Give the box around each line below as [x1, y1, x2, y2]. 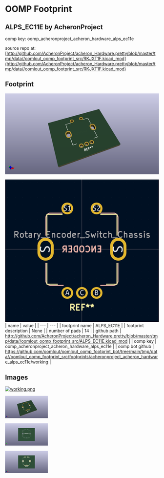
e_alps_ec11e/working [5, 359, 49, 365]
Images [5, 373, 28, 381]
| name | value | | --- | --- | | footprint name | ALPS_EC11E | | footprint [5, 323, 144, 329]
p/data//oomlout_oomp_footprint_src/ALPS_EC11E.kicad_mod [5, 338, 128, 344]
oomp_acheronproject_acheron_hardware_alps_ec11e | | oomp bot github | [5, 343, 154, 350]
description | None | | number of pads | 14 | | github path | [5, 328, 121, 334]
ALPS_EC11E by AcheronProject [5, 23, 103, 31]
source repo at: [5, 45, 36, 51]
